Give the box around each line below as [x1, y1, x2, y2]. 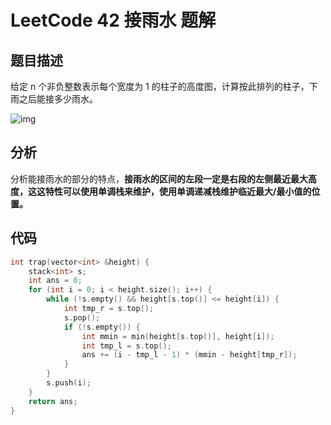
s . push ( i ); [46, 378, 92, 388]
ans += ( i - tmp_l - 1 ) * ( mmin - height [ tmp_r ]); [81, 350, 298, 360]
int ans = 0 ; [28, 276, 83, 286]
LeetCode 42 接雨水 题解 [10, 9, 217, 32]
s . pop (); [63, 312, 101, 323]
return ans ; [28, 396, 78, 406]
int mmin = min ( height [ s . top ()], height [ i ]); [81, 331, 275, 341]
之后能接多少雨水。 [18, 93, 98, 105]
